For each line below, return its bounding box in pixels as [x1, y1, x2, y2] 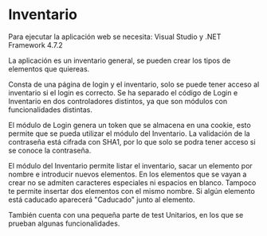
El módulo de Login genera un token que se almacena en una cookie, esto [8, 120, 251, 130]
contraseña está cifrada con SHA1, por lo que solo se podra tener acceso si [8, 137, 257, 146]
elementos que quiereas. [8, 64, 90, 73]
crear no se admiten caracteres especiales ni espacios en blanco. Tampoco [8, 177, 257, 188]
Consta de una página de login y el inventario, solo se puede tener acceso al [8, 79, 260, 89]
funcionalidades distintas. [8, 105, 93, 114]
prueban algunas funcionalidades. [8, 219, 120, 228]
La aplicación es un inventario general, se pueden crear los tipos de [8, 56, 231, 65]
